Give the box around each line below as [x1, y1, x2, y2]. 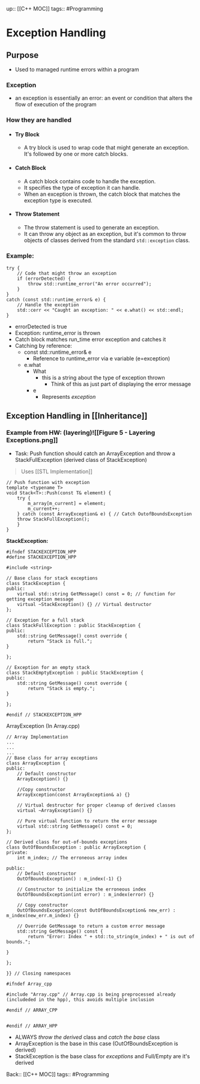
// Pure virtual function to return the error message [17, 818, 157, 824]
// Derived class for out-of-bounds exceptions [6, 839, 128, 845]
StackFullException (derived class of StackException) [14, 456, 147, 463]
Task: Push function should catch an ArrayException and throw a [14, 450, 175, 457]
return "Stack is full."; [28, 638, 93, 644]
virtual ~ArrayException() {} [17, 807, 93, 813]
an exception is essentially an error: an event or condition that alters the [14, 94, 193, 101]
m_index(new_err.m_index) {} [6, 912, 79, 918]
